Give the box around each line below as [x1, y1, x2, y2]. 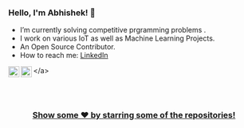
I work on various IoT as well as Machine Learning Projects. [19, 33, 215, 43]
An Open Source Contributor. [19, 42, 116, 52]
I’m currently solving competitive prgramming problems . [19, 25, 207, 35]
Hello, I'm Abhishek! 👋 [8, 7, 96, 18]
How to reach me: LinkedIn [19, 51, 109, 60]
